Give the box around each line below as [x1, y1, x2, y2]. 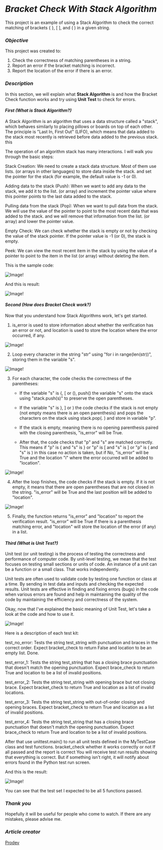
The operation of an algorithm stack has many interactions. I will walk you [5, 148, 153, 154]
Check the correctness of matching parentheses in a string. [12, 58, 132, 63]
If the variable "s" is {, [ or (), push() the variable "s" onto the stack [19, 390, 153, 396]
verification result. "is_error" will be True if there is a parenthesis [12, 518, 142, 524]
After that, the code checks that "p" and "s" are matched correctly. [19, 439, 154, 445]
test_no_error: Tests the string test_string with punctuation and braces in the [5, 640, 158, 646]
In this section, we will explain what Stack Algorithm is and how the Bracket [5, 91, 158, 97]
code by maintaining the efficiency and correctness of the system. [5, 597, 138, 603]
